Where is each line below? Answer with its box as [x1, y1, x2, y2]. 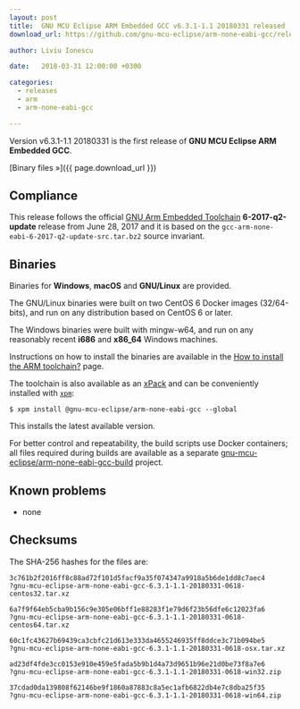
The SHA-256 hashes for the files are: [9, 556, 149, 567]
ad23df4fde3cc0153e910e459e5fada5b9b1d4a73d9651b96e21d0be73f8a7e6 [9, 659, 266, 669]
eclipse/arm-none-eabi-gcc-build [9, 457, 134, 468]
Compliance [9, 189, 79, 204]
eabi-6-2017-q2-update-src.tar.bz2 [9, 232, 142, 241]
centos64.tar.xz [9, 620, 70, 629]
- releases [17, 87, 58, 96]
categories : [9, 78, 54, 88]
